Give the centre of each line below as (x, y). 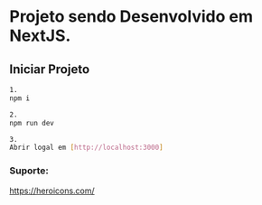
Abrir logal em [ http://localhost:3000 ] (87, 148)
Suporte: (29, 171)
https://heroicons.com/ (52, 191)
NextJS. (40, 36)
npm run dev (32, 123)
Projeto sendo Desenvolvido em (131, 17)
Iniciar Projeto (50, 69)
